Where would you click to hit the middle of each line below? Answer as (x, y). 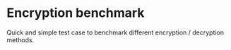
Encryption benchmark (76, 13)
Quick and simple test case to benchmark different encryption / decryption (115, 32)
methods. (20, 39)
